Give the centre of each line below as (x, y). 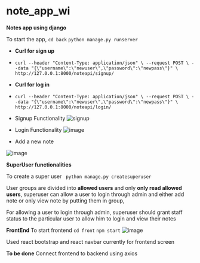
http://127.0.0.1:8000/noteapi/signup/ (64, 73)
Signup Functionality (40, 118)
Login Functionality (38, 129)
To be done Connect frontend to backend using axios (72, 253)
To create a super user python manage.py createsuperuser (79, 176)
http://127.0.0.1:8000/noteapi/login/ (63, 107)
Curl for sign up (35, 51)
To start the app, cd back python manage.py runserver (72, 39)
